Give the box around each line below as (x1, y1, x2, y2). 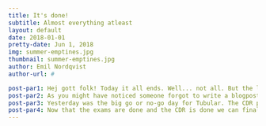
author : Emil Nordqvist (8, 63, 87, 71)
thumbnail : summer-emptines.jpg (8, 56, 115, 64)
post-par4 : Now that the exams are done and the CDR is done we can (8, 106, 239, 114)
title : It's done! (8, 11, 69, 20)
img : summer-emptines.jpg (8, 48, 93, 56)
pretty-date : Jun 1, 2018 (8, 41, 93, 49)
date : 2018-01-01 (8, 33, 66, 42)
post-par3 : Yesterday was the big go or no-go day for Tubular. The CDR (8, 99, 253, 107)
